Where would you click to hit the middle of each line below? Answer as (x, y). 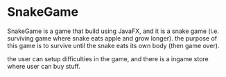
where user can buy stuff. (44, 66)
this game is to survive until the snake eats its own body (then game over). (113, 45)
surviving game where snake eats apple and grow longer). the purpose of (112, 38)
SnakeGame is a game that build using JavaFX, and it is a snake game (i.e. (113, 31)
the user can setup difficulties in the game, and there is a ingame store (108, 58)
